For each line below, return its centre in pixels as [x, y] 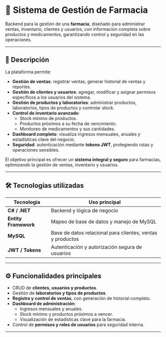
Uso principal [105, 202]
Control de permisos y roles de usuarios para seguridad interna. [78, 325]
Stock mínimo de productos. [48, 118]
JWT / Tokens [24, 250]
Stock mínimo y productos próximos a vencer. [66, 314]
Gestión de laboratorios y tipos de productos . [60, 293]
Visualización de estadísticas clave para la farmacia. [73, 320]
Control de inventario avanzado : [46, 113]
